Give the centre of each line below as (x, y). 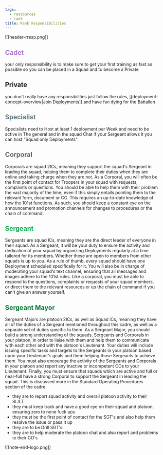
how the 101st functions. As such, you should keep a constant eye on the (78, 203)
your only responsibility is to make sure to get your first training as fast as (79, 65)
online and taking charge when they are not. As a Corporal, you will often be (81, 177)
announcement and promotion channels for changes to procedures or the (79, 208)
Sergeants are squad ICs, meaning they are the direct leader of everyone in (81, 240)
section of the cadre (25, 387)
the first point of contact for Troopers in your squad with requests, (71, 182)
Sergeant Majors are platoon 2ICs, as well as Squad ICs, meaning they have (81, 319)
